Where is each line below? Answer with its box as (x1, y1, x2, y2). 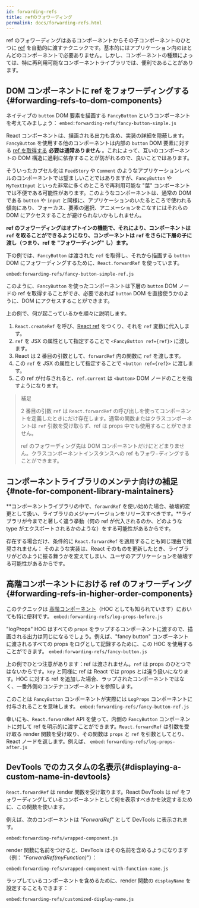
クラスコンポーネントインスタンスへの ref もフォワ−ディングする (31, 450, 190, 457)
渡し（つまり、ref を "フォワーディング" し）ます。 (6, 239, 131, 246)
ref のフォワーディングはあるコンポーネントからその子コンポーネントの (6, 37, 181, 44)
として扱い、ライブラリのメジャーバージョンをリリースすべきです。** (11, 510, 182, 517)
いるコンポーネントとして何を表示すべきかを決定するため (52, 795, 193, 803)
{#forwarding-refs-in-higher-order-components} (6, 589, 193, 599)
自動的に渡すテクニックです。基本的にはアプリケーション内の (31, 44, 182, 51)
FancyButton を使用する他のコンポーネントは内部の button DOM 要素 (6, 139, 174, 146)
